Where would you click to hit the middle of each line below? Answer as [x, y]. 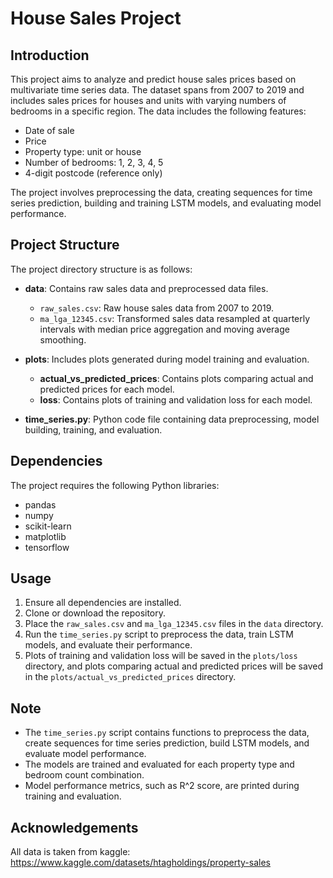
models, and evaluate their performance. [108, 645]
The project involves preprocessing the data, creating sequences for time [161, 192]
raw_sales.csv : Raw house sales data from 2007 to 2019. [157, 308]
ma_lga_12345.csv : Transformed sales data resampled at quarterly [175, 318]
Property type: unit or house [83, 151]
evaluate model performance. [85, 754]
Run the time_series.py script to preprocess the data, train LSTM [159, 634]
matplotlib [45, 536]
